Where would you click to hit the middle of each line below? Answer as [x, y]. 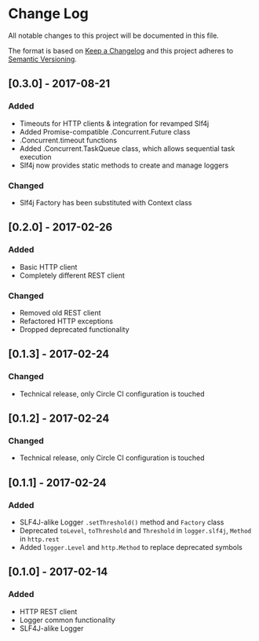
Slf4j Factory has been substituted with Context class [106, 202]
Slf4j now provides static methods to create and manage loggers [124, 165]
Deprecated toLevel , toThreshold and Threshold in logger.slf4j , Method [135, 530]
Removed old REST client [60, 312]
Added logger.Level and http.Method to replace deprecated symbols [131, 547]
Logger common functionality [67, 620]
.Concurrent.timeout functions [68, 140]
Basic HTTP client [48, 267]
